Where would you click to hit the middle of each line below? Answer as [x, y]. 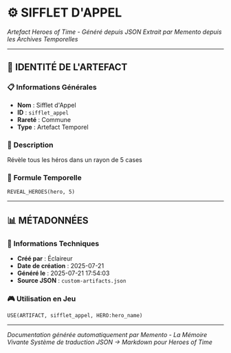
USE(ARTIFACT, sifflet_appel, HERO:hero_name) [75, 316]
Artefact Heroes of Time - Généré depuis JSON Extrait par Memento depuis [114, 32]
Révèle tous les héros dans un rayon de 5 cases [75, 159]
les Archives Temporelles [43, 39]
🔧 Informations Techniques [53, 243]
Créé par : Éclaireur [45, 258]
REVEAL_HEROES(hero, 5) [41, 192]
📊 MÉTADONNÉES [48, 220]
